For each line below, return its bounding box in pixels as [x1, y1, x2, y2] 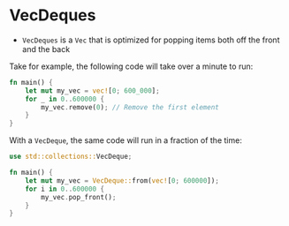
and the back [21, 43, 71, 54]
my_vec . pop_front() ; [41, 192, 117, 201]
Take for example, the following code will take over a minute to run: [9, 61, 254, 72]
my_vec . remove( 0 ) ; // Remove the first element [41, 102, 219, 111]
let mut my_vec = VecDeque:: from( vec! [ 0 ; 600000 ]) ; [25, 176, 219, 185]
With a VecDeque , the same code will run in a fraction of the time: [9, 135, 243, 146]
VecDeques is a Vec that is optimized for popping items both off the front [21, 34, 280, 45]
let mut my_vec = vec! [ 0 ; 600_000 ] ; [25, 86, 161, 95]
